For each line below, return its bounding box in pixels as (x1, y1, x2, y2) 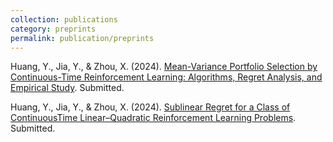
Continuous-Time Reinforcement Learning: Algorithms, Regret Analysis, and (10, 71, 323, 83)
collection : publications (10, 14, 118, 25)
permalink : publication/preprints (10, 33, 155, 43)
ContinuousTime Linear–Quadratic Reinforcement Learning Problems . (10, 112, 297, 124)
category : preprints (10, 24, 97, 34)
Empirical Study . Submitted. (10, 82, 125, 94)
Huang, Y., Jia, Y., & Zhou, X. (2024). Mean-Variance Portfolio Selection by (10, 61, 318, 73)
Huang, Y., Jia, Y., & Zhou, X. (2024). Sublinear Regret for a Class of (10, 101, 291, 113)
